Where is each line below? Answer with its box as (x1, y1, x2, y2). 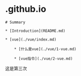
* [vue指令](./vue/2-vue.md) (14, 56, 73, 61)
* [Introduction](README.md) (5, 28, 66, 33)
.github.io (5, 3, 46, 15)
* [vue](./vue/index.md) (5, 37, 57, 42)
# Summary (5, 20, 26, 25)
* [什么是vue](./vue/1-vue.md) (14, 46, 77, 51)
